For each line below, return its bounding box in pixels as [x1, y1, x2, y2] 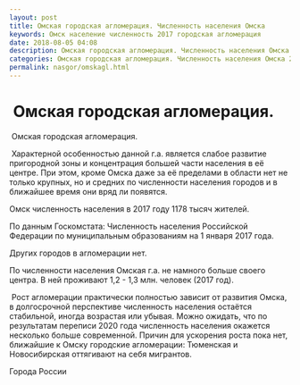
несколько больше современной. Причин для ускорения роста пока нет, [9, 330, 288, 340]
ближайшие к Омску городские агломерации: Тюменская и [9, 339, 238, 349]
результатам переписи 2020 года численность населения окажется [9, 320, 271, 331]
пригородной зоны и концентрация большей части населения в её [9, 157, 265, 168]
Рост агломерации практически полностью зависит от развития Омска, [11, 291, 287, 302]
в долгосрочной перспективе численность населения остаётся [9, 301, 253, 312]
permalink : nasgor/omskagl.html [9, 63, 129, 72]
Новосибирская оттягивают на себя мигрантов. [9, 348, 192, 359]
